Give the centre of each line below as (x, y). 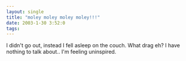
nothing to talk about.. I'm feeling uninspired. (61, 52)
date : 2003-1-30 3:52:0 (36, 23)
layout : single (25, 12)
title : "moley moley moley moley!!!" (53, 17)
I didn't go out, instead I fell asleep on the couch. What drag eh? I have (93, 45)
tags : (13, 28)
